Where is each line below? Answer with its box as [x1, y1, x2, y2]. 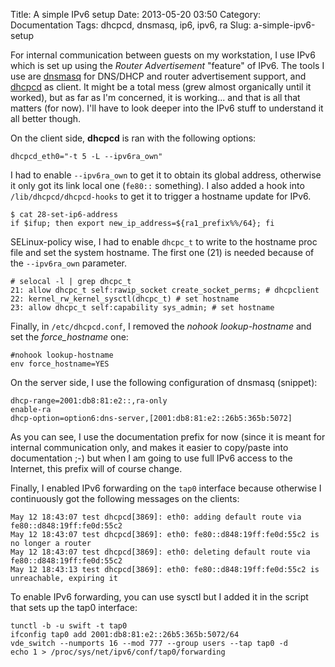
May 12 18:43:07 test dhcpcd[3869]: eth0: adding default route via [10, 512, 302, 522]
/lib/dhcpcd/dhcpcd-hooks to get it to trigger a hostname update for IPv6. [10, 190, 312, 202]
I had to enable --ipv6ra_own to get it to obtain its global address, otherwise [10, 169, 322, 181]
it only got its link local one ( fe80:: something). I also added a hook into [10, 180, 305, 191]
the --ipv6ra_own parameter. [10, 257, 127, 269]
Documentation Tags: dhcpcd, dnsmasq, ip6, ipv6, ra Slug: [10, 19, 252, 31]
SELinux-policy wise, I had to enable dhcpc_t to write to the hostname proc [10, 236, 318, 248]
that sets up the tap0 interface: [10, 602, 138, 613]
